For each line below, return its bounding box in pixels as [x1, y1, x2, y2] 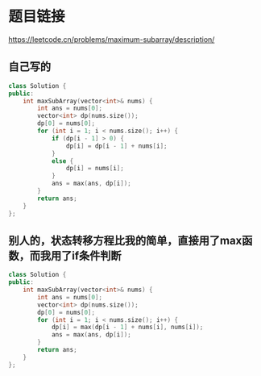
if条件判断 [71, 249, 122, 262]
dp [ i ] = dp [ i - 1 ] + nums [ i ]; [65, 142, 168, 150]
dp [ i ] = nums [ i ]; [65, 165, 125, 173]
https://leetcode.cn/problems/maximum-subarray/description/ [8, 34, 215, 44]
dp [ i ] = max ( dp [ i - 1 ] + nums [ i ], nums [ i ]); [51, 324, 204, 332]
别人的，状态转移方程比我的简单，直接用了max [8, 233, 242, 247]
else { [51, 157, 74, 165]
